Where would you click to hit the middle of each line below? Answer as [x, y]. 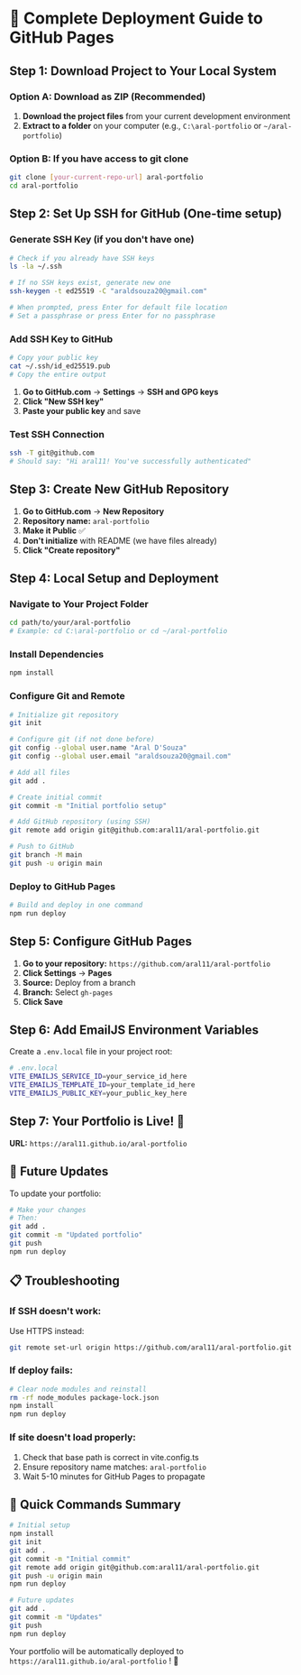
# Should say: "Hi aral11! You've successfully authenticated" [131, 461]
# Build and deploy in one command [76, 906]
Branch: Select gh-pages [68, 992]
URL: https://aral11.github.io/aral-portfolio [98, 1143]
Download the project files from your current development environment [156, 115]
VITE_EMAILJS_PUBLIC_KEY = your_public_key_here [98, 1094]
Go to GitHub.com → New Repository [93, 511]
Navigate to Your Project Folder [79, 603]
